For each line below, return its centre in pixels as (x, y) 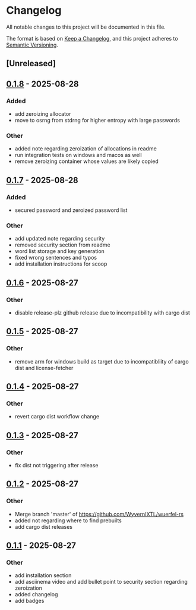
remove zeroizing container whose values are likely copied (86, 161)
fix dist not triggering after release (56, 466)
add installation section (43, 575)
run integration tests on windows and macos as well (78, 155)
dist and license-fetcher (44, 368)
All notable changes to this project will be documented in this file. (86, 27)
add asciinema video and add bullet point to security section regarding (101, 582)
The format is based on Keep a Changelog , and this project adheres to (92, 38)
